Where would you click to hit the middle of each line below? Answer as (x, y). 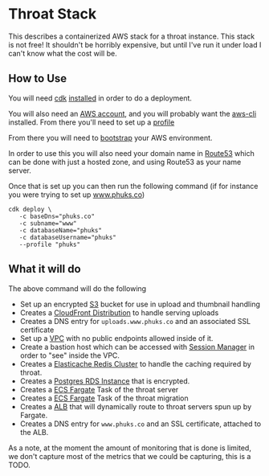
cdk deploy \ (30, 209)
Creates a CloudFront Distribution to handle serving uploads (119, 312)
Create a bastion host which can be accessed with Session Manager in (137, 347)
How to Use (38, 78)
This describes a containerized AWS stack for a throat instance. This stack (132, 36)
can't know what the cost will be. (63, 53)
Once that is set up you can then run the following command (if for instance (133, 186)
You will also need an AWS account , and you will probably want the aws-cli (132, 113)
